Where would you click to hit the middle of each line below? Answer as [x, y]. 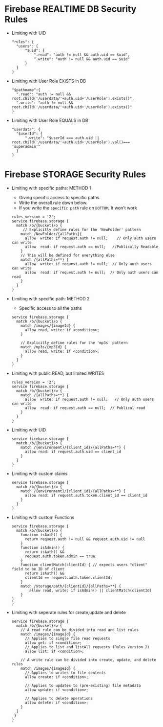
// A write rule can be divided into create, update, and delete [89, 660]
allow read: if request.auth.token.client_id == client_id [86, 495]
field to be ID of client [38, 569]
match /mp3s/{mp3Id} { [44, 347]
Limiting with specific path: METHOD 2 [51, 298]
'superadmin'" [26, 146]
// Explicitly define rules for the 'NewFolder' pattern [82, 229]
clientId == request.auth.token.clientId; [69, 578]
